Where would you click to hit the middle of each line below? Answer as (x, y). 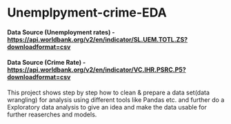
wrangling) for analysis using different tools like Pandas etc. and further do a (116, 100)
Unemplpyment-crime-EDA (87, 13)
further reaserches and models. (52, 114)
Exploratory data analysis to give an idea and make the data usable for (107, 107)
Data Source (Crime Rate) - (47, 63)
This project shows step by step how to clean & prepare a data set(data (109, 92)
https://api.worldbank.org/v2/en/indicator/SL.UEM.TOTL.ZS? (98, 39)
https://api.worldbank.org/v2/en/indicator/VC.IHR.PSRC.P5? (97, 70)
